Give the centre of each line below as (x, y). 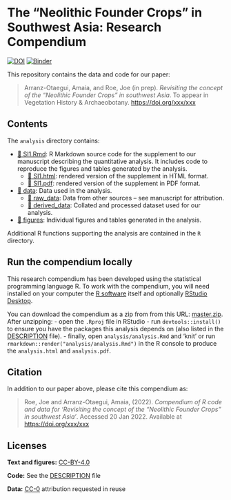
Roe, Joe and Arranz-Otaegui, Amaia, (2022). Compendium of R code (123, 402)
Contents (28, 124)
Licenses (27, 446)
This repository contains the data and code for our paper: (89, 74)
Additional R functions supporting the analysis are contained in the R (104, 233)
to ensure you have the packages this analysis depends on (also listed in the (115, 329)
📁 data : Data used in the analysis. (64, 190)
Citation (25, 372)
